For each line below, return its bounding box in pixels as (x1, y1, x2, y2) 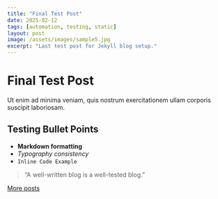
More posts (7, 184, 40, 192)
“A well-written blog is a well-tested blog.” (24, 170, 145, 179)
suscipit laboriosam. (7, 103, 65, 112)
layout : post (7, 29, 45, 37)
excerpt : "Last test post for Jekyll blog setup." (7, 43, 157, 50)
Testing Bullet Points (7, 124, 99, 135)
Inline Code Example (17, 158, 77, 165)
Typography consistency (17, 149, 89, 158)
